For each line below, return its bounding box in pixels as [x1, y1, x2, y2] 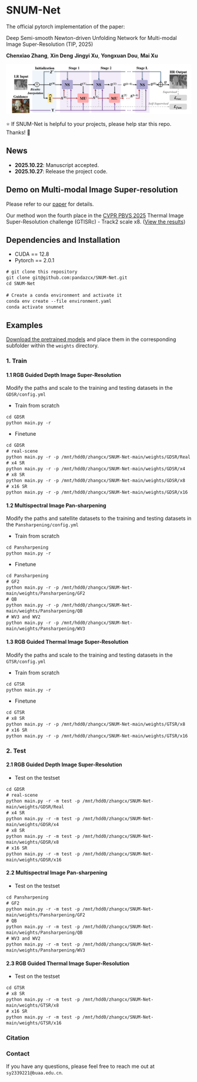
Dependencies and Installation [6, 235, 121, 245]
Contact [6, 1050, 30, 1058]
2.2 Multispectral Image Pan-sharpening [6, 869, 108, 876]
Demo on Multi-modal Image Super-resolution [6, 185, 178, 195]
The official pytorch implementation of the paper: [6, 23, 125, 30]
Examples [6, 320, 43, 330]
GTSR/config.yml [6, 659, 46, 664]
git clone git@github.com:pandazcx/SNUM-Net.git [6, 275, 128, 281]
